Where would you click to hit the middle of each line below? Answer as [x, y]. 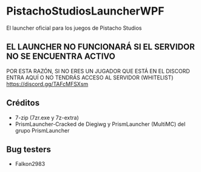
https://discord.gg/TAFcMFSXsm [47, 84]
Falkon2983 [30, 164]
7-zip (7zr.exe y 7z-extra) [47, 117]
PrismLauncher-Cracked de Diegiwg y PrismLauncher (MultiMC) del [100, 124]
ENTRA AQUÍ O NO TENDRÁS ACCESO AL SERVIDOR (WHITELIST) [90, 78]
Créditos [23, 103]
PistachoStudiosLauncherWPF [85, 11]
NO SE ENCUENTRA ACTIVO [61, 57]
